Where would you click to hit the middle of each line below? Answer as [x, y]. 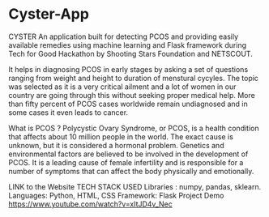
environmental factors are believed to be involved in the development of [128, 154]
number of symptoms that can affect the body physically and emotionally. [131, 171]
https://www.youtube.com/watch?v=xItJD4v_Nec [90, 204]
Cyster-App [49, 14]
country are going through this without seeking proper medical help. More [132, 95]
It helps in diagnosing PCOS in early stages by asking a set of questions [128, 69]
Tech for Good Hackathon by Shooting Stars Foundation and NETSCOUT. [130, 53]
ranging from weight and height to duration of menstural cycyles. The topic [134, 78]
